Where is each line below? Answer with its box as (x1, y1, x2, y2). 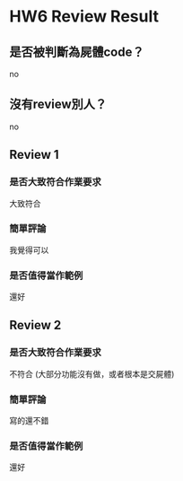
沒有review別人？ (9, 97, 108, 112)
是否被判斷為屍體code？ (9, 44, 144, 59)
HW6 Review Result (9, 6, 160, 27)
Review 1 (9, 147, 60, 162)
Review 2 (9, 318, 62, 333)
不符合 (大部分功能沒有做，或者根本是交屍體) (9, 368, 175, 379)
